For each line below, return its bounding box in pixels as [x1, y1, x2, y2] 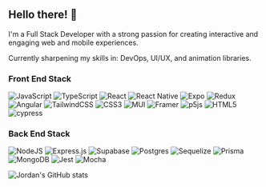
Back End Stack [8, 129, 71, 140]
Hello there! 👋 [8, 8, 78, 22]
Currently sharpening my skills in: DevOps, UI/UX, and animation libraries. [8, 53, 252, 62]
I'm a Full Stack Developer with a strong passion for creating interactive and [8, 29, 259, 38]
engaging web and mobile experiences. [8, 38, 139, 47]
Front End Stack [8, 73, 72, 84]
